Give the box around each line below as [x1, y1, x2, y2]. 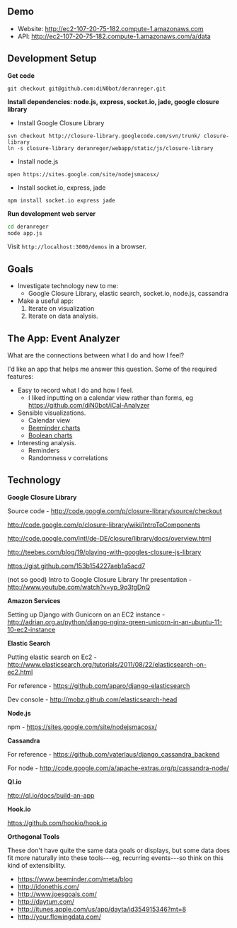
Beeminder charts [28, 424, 81, 432]
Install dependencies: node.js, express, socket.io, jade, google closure [7, 97, 219, 105]
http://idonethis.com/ [17, 882, 80, 890]
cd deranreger [7, 223, 50, 230]
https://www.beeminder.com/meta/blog [17, 874, 133, 883]
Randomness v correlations [28, 454, 108, 462]
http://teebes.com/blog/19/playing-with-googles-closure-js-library [7, 548, 202, 556]
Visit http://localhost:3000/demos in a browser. [7, 242, 147, 251]
